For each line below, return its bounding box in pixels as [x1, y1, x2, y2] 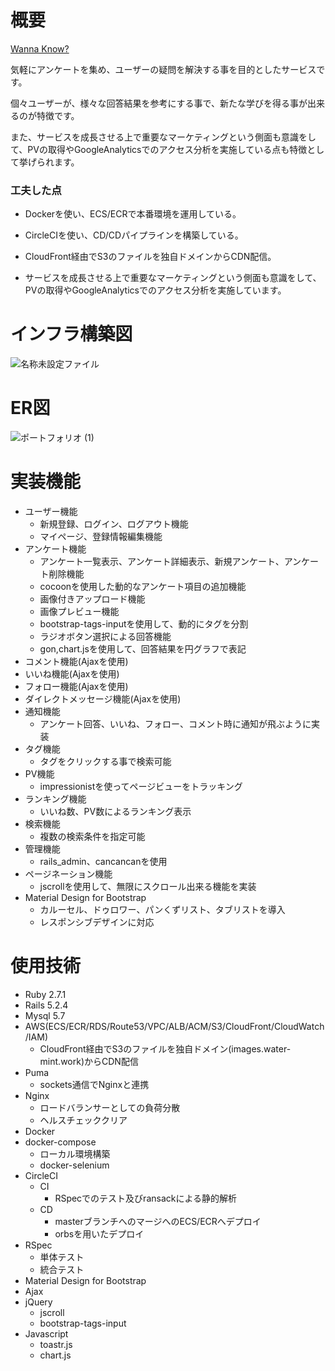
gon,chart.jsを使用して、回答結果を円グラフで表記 [39, 643, 247, 655]
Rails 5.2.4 [24, 999, 69, 1011]
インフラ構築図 [10, 323, 133, 346]
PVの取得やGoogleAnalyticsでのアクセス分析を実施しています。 [24, 284, 287, 296]
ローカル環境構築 [39, 1147, 111, 1160]
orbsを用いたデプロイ [54, 1227, 145, 1240]
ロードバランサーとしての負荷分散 [39, 1101, 181, 1113]
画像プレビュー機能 [39, 606, 120, 618]
